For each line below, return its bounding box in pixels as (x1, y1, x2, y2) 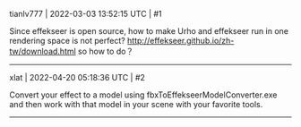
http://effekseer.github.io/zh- (126, 36, 235, 46)
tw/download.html (9, 46, 76, 56)
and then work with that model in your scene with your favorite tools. (9, 99, 263, 109)
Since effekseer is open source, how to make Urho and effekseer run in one (9, 26, 289, 36)
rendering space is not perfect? (9, 36, 125, 46)
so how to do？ (77, 46, 134, 56)
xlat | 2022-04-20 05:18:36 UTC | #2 (9, 72, 146, 82)
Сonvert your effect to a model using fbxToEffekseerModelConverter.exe (9, 89, 278, 100)
